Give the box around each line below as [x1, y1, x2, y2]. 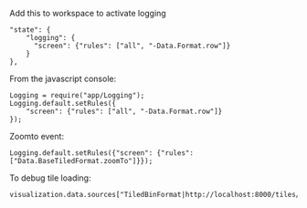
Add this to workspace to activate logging [9, 8, 166, 18]
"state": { [9, 26, 51, 35]
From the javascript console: [9, 73, 117, 84]
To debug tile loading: [9, 172, 91, 183]
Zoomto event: [9, 131, 65, 141]
